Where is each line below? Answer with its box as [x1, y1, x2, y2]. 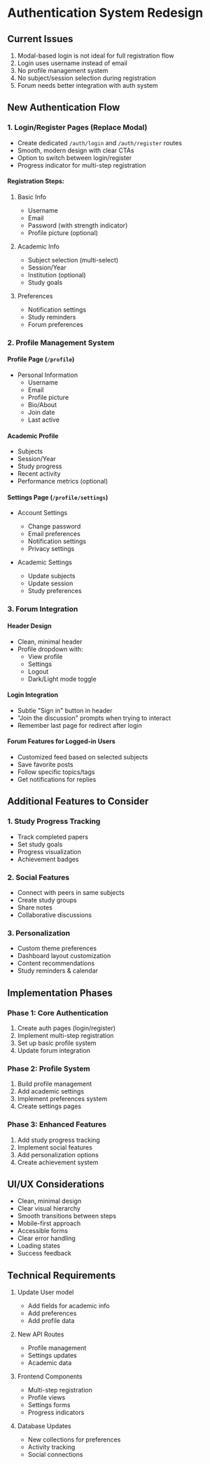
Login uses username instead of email [17, 59, 128, 67]
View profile [27, 652, 63, 660]
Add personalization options [17, 1150, 99, 1159]
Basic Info [17, 192, 47, 201]
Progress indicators [27, 1409, 85, 1417]
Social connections [27, 1451, 83, 1459]
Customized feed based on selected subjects [17, 752, 148, 761]
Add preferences [27, 1309, 77, 1317]
